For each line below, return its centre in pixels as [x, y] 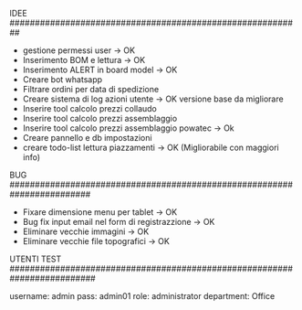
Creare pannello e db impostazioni [87, 138]
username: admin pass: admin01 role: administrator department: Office [142, 296]
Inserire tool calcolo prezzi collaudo [90, 108]
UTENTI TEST [36, 259]
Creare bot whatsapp [62, 80]
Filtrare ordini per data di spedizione [91, 89]
